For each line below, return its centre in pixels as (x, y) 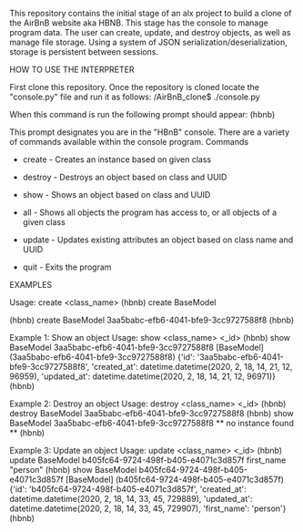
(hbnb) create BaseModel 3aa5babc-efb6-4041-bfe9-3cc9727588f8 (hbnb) (152, 320)
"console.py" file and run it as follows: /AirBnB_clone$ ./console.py (135, 97)
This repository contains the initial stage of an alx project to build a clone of (151, 13)
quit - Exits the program (67, 267)
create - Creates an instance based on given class (117, 159)
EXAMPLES (31, 285)
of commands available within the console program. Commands (129, 142)
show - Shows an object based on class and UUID (116, 194)
